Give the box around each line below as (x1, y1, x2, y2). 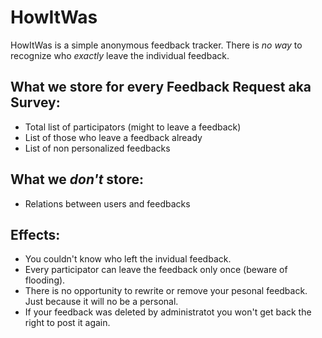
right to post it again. (24, 317, 111, 329)
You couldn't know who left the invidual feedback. (24, 253, 232, 265)
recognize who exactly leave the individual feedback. (10, 49, 230, 61)
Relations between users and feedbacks (24, 197, 191, 210)
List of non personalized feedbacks (24, 142, 171, 154)
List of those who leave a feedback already (24, 131, 203, 143)
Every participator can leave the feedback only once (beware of (24, 264, 288, 276)
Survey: (10, 94, 61, 111)
